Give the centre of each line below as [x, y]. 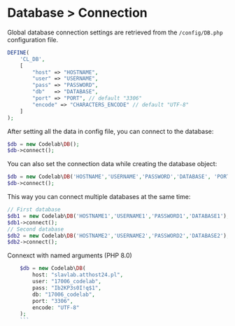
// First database [34, 210]
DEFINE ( [19, 53]
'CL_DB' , [33, 59]
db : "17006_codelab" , [64, 294]
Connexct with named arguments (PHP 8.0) [70, 256]
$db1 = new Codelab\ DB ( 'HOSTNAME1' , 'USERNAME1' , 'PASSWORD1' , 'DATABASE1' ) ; [119, 216]
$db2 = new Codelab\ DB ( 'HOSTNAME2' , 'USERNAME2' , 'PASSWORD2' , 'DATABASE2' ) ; [119, 236]
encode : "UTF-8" [56, 307]
